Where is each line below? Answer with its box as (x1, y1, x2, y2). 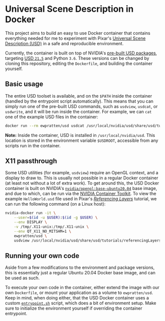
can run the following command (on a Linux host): (5, 201, 106, 207)
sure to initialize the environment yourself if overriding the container (5, 305, 142, 311)
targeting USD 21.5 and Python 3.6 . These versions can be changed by (5, 55, 150, 61)
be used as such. (5, 275, 40, 281)
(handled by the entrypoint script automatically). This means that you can (5, 98, 154, 104)
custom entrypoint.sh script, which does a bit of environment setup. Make (5, 300, 157, 306)
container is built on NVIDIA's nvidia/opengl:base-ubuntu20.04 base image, (5, 186, 157, 191)
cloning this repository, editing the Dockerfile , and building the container (5, 60, 153, 66)
